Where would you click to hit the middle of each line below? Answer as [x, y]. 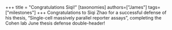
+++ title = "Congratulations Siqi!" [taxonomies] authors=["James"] [76, 7]
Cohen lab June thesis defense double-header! [55, 23]
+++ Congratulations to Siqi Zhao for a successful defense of [102, 12]
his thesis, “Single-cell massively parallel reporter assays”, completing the [83, 18]
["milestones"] [21, 12]
